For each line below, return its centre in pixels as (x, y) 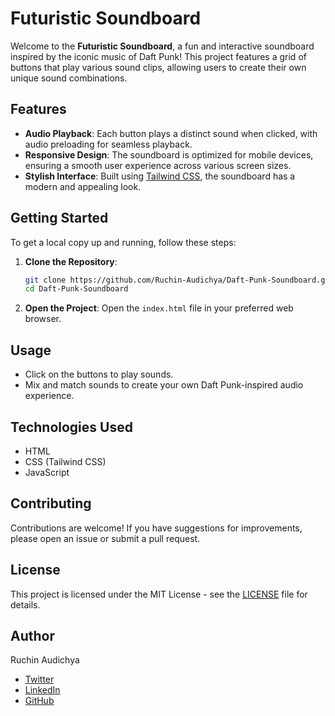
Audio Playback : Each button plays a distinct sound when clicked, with (171, 133)
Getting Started (59, 218)
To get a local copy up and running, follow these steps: (123, 242)
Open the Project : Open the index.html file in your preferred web (159, 308)
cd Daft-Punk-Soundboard (76, 289)
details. (25, 604)
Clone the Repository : (71, 261)
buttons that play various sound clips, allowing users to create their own (158, 67)
